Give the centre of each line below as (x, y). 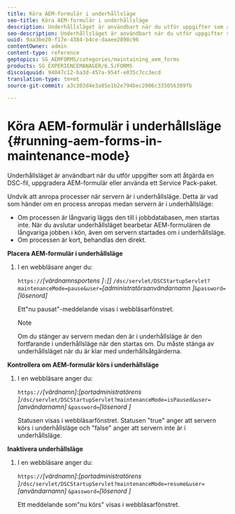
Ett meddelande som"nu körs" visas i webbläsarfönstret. (99, 505)
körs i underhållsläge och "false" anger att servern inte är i (101, 428)
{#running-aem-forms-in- (85, 141)
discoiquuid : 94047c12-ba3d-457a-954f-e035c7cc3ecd (84, 72)
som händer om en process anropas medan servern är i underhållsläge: (110, 204)
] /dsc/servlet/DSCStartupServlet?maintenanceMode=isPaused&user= (114, 400)
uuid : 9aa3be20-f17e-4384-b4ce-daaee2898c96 (73, 40)
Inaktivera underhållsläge (45, 449)
